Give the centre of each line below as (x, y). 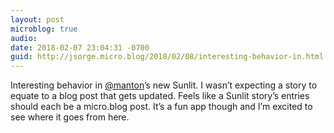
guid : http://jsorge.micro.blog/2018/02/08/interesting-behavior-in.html (167, 57)
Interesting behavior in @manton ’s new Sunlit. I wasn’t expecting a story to (164, 85)
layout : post (37, 19)
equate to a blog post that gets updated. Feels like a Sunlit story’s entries (160, 96)
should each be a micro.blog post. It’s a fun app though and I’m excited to (161, 107)
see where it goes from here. (70, 117)
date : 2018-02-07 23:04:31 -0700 (80, 47)
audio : (24, 38)
